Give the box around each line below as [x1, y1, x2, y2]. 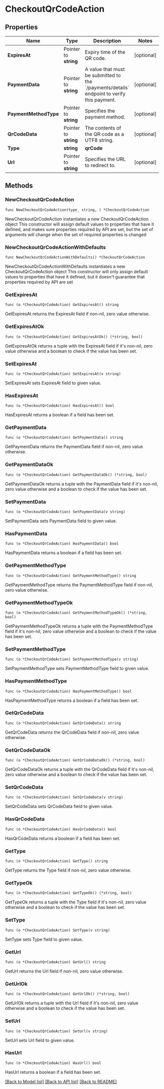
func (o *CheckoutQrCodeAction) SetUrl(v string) [5, 1029, 108, 1034]
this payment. [84, 96, 116, 103]
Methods [5, 182, 33, 190]
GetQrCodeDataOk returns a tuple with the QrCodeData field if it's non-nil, [5, 766, 155, 772]
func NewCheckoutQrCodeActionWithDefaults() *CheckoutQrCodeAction [5, 255, 145, 260]
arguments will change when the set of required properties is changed [5, 232, 146, 237]
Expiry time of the [84, 49, 125, 55]
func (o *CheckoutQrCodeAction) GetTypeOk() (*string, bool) [5, 891, 132, 896]
